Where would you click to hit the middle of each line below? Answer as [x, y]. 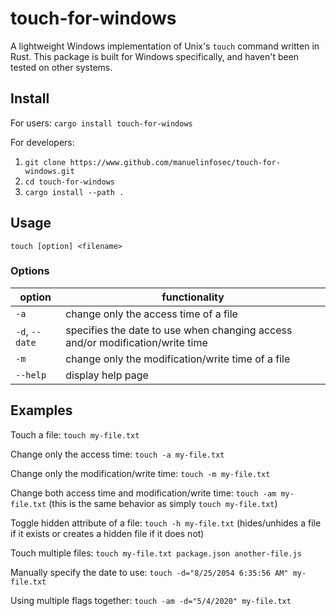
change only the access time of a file [151, 314]
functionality [193, 297]
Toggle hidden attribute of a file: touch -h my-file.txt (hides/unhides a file [166, 523]
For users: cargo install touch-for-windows [101, 123]
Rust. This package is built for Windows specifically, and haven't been [155, 56]
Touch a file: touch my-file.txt [75, 434]
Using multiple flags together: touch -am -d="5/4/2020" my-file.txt [151, 600]
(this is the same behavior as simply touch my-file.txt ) [163, 503]
